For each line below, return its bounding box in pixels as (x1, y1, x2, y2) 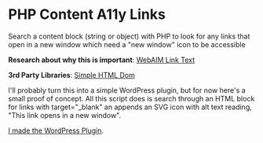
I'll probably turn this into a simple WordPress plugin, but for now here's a (8, 85, 246, 95)
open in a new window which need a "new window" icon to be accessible (8, 39, 246, 49)
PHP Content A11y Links (8, 5, 166, 24)
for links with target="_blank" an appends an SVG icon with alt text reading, (8, 102, 253, 112)
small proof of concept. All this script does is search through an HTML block (8, 93, 255, 103)
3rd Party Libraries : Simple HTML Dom (8, 70, 136, 79)
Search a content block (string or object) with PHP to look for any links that (8, 31, 250, 41)
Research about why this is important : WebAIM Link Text (8, 55, 195, 64)
